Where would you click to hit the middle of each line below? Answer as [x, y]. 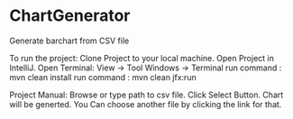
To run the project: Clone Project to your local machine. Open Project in [142, 58]
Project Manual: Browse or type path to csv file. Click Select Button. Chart [146, 95]
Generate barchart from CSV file [69, 41]
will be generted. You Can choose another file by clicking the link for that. [146, 104]
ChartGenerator [70, 16]
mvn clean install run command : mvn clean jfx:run [103, 77]
